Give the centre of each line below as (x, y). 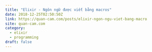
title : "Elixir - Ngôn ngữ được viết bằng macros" (58, 10)
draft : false (19, 42)
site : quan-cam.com (25, 24)
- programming (24, 38)
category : (15, 28)
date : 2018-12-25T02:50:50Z (34, 14)
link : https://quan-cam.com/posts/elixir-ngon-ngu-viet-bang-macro (76, 19)
